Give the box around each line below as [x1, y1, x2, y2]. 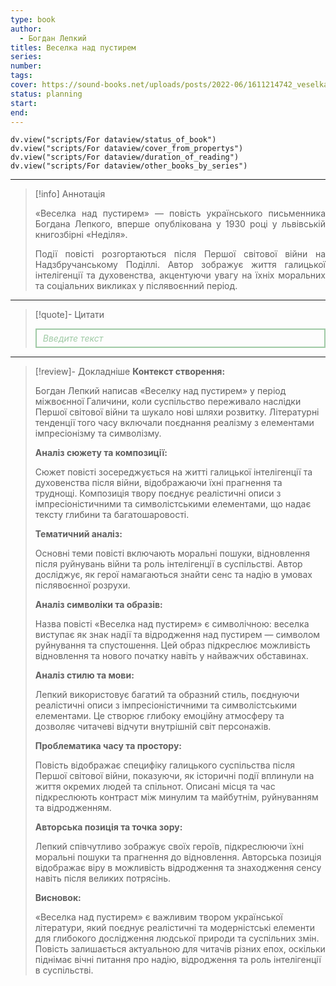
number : [10, 61, 43, 71]
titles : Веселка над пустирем [10, 42, 137, 53]
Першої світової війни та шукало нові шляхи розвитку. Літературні [34, 406, 320, 418]
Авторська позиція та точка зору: [34, 821, 183, 833]
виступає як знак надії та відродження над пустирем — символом [34, 629, 321, 641]
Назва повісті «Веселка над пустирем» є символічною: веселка [34, 618, 310, 630]
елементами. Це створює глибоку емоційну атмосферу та [34, 710, 285, 722]
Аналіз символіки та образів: [34, 599, 163, 611]
